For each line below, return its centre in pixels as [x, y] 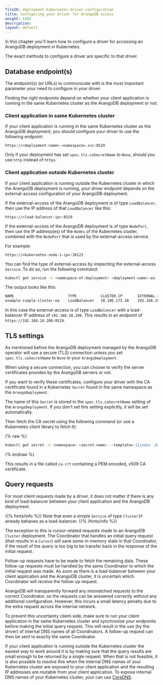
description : [18, 23]
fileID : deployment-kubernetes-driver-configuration [59, 10]
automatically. [19, 412]
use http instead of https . [31, 160]
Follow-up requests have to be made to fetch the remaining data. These [77, 561]
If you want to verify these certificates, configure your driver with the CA [78, 382]
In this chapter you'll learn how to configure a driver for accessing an [74, 41]
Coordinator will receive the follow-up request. [52, 581]
